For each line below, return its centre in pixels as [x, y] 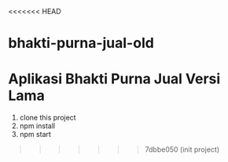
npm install [37, 126]
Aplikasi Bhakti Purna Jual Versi [114, 79]
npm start [35, 134]
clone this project [48, 118]
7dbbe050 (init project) [182, 149]
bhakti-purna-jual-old [81, 43]
